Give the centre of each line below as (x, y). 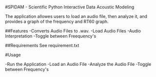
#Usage (13, 55)
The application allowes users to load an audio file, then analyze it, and (76, 16)
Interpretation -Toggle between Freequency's (51, 36)
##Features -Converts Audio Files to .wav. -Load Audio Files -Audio (73, 31)
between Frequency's (27, 69)
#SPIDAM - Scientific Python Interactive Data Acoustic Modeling (70, 7)
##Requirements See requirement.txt (42, 45)
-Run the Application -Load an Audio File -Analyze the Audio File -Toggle (78, 64)
